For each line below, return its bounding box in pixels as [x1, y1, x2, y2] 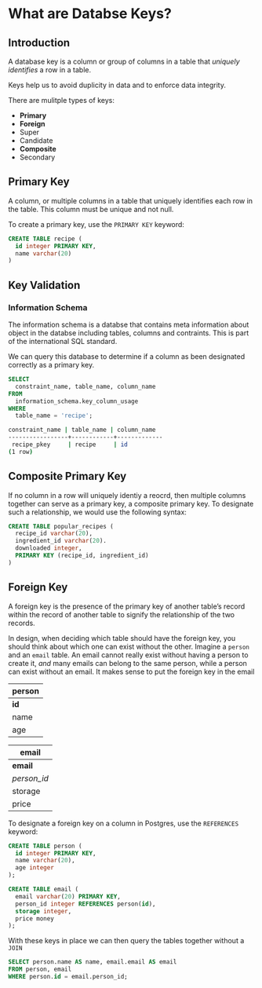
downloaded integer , [15, 544, 82, 552]
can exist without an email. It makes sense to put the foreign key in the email [8, 667, 255, 676]
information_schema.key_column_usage [15, 397, 139, 405]
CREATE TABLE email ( [8, 885, 79, 893]
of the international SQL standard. [8, 337, 118, 346]
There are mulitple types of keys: [8, 96, 115, 104]
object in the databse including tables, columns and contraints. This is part [8, 328, 249, 338]
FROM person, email [8, 965, 72, 974]
